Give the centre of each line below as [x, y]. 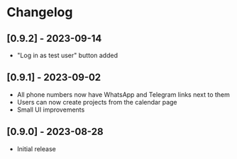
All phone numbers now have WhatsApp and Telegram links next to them [123, 94]
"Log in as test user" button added [67, 55]
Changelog [40, 12]
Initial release [36, 148]
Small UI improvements [51, 110]
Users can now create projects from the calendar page [97, 102]
